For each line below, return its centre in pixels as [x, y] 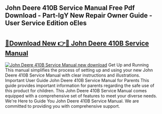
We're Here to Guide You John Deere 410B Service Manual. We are [72, 101]
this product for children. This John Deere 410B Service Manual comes [76, 91]
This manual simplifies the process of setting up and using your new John [79, 70]
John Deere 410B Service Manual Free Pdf [70, 8]
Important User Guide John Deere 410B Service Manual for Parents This [77, 80]
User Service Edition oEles [46, 23]
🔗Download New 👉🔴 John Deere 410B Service [77, 43]
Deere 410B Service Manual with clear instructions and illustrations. [72, 75]
